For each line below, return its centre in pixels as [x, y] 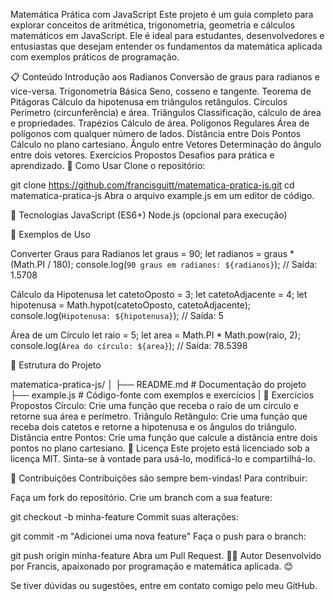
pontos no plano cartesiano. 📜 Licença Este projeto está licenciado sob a [160, 448]
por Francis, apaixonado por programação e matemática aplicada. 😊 [152, 566]
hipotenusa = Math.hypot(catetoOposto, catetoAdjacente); [130, 305]
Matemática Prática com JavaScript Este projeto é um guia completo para [162, 14]
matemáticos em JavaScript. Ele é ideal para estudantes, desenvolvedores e [167, 35]
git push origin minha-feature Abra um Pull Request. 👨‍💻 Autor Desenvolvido [166, 555]
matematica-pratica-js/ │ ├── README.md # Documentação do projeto [158, 384]
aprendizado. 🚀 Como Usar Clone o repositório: [108, 165]
